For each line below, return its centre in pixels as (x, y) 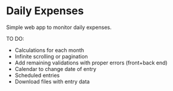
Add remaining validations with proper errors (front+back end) (91, 63)
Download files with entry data (52, 82)
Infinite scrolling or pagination (51, 56)
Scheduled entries (37, 75)
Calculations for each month (49, 50)
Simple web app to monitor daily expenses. (59, 27)
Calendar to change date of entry (56, 69)
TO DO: (15, 38)
